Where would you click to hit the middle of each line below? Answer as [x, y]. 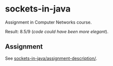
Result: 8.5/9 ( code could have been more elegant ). [57, 31]
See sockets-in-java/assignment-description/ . [51, 58]
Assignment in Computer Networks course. [48, 22]
